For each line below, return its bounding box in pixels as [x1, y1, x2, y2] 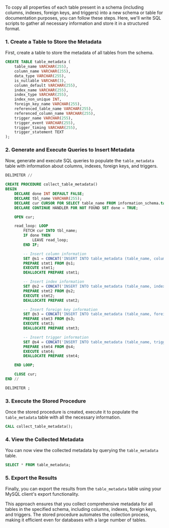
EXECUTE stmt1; [23, 266, 55, 271]
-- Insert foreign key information [23, 307, 98, 312]
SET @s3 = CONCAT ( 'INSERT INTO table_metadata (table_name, [23, 312, 152, 317]
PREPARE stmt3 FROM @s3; [23, 316, 75, 321]
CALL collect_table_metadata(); [5, 424, 73, 429]
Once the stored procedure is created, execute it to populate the [5, 409, 138, 415]
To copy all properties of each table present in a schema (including [5, 5, 144, 10]
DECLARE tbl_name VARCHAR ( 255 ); [14, 196, 82, 201]
